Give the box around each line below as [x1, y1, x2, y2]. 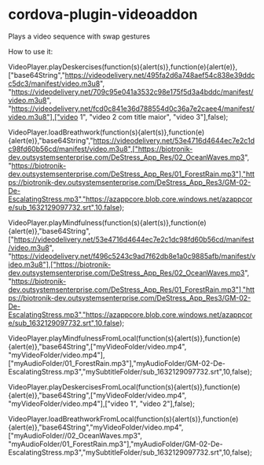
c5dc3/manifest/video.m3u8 [8, 79, 101, 88]
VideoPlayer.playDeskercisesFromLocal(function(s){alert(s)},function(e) [8, 382, 241, 391]
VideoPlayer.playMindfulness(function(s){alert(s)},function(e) [8, 218, 207, 227]
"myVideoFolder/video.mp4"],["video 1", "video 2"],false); [8, 399, 195, 408]
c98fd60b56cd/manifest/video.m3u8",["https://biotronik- [8, 144, 193, 153]
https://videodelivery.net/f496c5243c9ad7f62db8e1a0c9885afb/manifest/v [11, 251, 256, 260]
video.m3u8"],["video [8, 112, 79, 121]
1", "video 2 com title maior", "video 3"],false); [79, 112, 229, 121]
